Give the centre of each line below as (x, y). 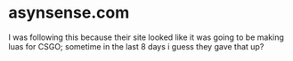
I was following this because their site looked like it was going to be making (146, 37)
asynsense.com (69, 13)
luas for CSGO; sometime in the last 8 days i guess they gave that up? (136, 46)
